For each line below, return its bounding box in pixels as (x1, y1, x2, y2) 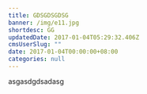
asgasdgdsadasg (8, 76, 65, 86)
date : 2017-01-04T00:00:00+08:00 (8, 48, 119, 56)
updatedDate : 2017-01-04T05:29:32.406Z (8, 33, 140, 42)
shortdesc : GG (8, 26, 55, 34)
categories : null (8, 56, 66, 63)
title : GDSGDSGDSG (8, 11, 69, 20)
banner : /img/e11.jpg (8, 19, 80, 27)
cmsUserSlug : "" (8, 41, 62, 49)
